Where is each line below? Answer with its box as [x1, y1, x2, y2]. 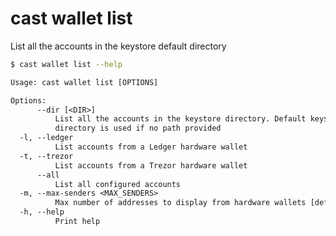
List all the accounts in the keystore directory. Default [54, 114, 307, 124]
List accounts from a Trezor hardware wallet [54, 160, 248, 171]
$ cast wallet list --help [10, 59, 123, 69]
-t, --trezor [19, 151, 74, 161]
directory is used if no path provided [54, 123, 222, 134]
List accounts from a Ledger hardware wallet [54, 142, 248, 152]
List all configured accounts [54, 179, 182, 189]
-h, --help [19, 207, 65, 217]
